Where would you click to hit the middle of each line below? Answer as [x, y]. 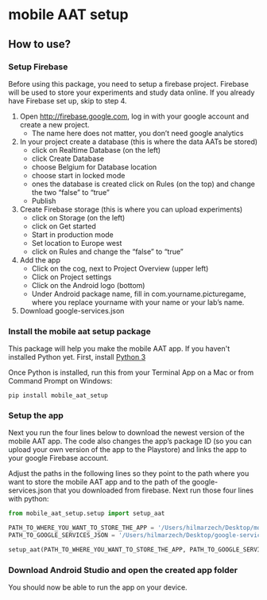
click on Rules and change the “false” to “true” [108, 251]
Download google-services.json [72, 310]
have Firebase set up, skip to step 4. [68, 100]
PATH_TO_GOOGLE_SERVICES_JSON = [62, 536]
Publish [44, 201]
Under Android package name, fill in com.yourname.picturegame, [139, 294]
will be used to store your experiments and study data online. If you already [132, 92]
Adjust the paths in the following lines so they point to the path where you [129, 473]
